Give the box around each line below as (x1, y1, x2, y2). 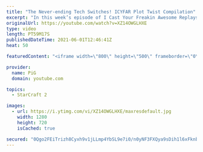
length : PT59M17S (6, 31, 50, 37)
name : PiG (11, 70, 36, 76)
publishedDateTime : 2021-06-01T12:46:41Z (6, 37, 112, 43)
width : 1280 (17, 114, 47, 120)
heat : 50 (6, 43, 28, 49)
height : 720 (17, 119, 47, 125)
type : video (6, 25, 36, 32)
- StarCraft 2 (11, 92, 47, 98)
